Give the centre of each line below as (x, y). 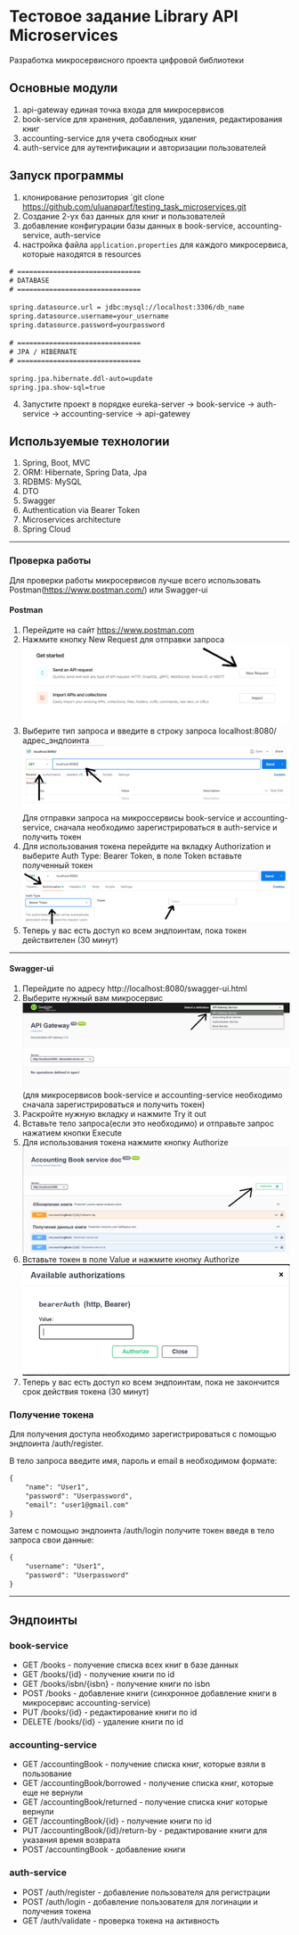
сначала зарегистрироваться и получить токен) (113, 1104)
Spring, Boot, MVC (56, 463)
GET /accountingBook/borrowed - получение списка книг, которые (148, 1783)
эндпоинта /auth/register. (57, 1443)
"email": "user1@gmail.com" (77, 1505)
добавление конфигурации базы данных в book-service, (129, 226)
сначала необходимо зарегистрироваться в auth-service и (166, 828)
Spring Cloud (46, 529)
